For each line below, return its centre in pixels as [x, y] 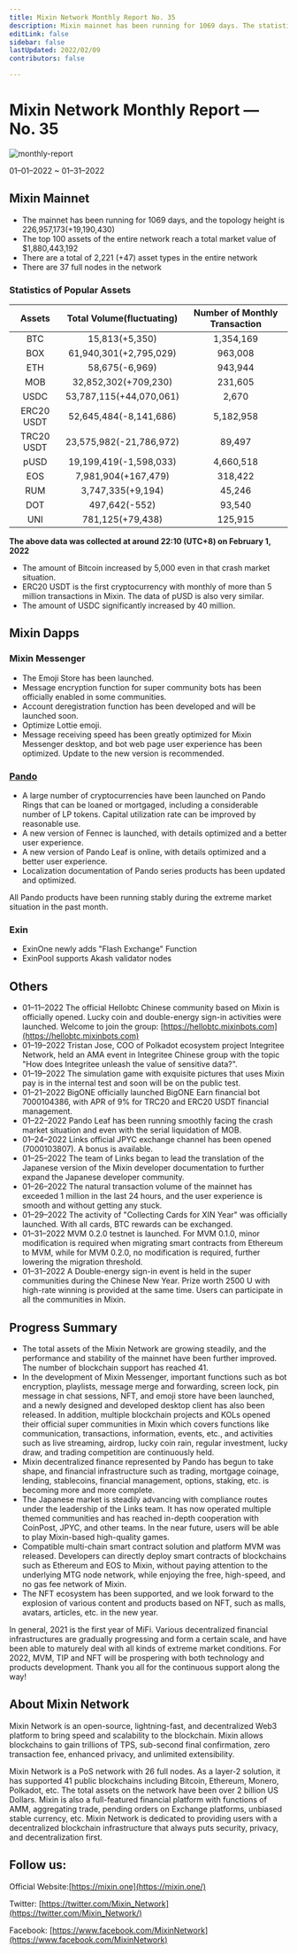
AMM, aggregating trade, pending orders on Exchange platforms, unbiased [146, 1809]
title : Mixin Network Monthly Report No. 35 [92, 17]
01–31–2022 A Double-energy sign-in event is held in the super [137, 1272]
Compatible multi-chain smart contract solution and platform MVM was [151, 1546]
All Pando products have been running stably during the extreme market [141, 898]
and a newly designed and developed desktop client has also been [143, 1405]
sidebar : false [37, 42]
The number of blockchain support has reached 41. [115, 1367]
